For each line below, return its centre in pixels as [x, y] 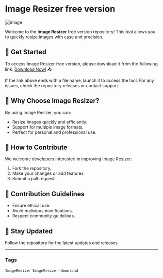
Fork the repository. [32, 169]
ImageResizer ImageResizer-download [42, 271]
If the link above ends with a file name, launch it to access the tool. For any [80, 80]
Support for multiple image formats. [48, 127]
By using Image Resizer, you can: [38, 112]
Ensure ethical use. [31, 206]
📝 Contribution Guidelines [45, 194]
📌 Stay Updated [29, 231]
